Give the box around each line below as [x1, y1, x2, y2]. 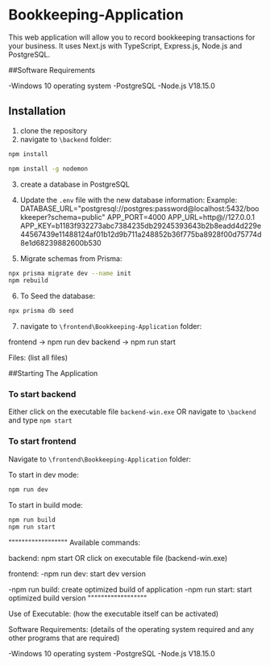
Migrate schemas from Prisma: [19, 253, 123, 263]
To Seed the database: [19, 291, 95, 301]
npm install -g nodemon [8, 164, 89, 173]
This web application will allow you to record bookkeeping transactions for [8, 32, 255, 42]
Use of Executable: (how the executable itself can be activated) [8, 609, 219, 619]
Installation [8, 104, 66, 118]
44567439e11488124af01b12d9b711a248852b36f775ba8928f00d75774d [19, 229, 262, 239]
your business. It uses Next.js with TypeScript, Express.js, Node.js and [8, 40, 243, 50]
